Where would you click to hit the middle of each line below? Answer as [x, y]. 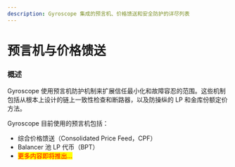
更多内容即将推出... [45, 156]
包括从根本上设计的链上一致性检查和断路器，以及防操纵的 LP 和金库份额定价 [118, 100]
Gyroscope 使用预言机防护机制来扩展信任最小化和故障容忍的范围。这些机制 [117, 91]
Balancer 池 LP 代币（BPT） [58, 147]
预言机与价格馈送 [57, 51]
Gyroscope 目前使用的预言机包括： [58, 123]
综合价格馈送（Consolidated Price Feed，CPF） [87, 138]
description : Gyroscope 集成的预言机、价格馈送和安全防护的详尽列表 [99, 14]
